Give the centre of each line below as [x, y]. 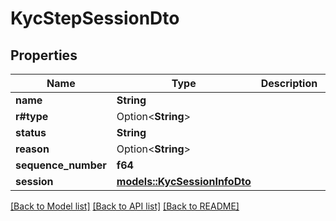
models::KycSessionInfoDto [184, 181]
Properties [44, 55]
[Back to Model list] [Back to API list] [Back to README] [125, 206]
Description [289, 83]
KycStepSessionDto [95, 18]
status [31, 132]
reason [32, 149]
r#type [32, 116]
